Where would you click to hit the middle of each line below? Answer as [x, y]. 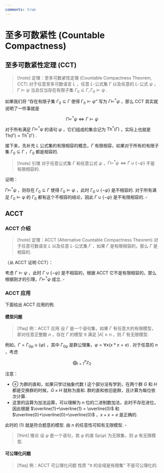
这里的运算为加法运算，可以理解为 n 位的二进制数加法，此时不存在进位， [85, 402]
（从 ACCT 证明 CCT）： [29, 263]
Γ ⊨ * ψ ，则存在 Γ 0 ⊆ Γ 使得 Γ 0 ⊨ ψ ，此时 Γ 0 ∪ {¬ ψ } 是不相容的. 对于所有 [79, 190]
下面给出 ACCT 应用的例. [30, 305]
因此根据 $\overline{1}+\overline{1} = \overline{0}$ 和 [66, 409]
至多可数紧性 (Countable [55, 35]
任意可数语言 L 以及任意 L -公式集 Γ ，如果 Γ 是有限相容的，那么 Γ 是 [89, 246]
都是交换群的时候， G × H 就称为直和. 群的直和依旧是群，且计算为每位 [82, 390]
